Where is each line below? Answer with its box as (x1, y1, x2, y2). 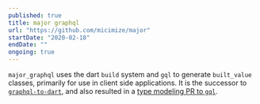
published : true (8, 11, 62, 20)
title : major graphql (8, 19, 80, 27)
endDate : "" (8, 41, 48, 49)
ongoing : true (8, 48, 55, 56)
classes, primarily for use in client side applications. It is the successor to (8, 78, 247, 87)
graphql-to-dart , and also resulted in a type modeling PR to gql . (8, 87, 218, 95)
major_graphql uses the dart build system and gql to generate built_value (8, 70, 252, 79)
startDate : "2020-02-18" (8, 33, 90, 42)
